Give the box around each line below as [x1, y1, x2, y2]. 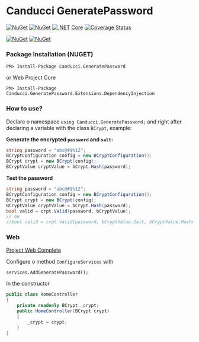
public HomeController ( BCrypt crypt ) [17, 308, 110, 314]
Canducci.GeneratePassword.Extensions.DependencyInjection [6, 91, 155, 97]
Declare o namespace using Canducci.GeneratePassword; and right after [6, 118, 182, 125]
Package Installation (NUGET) [6, 50, 94, 58]
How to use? [6, 104, 43, 113]
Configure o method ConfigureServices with [6, 258, 114, 265]
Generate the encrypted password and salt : [6, 135, 114, 143]
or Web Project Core [6, 74, 56, 81]
